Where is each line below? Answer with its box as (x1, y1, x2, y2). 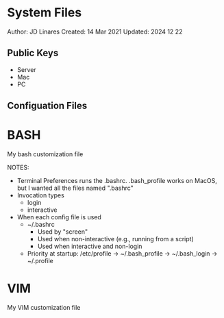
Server (16, 65, 36, 73)
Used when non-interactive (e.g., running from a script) (37, 235, 194, 243)
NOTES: (7, 163, 29, 172)
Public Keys (7, 47, 59, 59)
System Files (7, 5, 82, 21)
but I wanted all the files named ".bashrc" (16, 184, 134, 193)
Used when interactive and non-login (37, 242, 142, 251)
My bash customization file (7, 150, 84, 158)
